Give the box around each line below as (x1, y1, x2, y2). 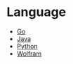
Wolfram (16, 49, 42, 58)
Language (6, 4, 67, 20)
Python (16, 42, 38, 50)
